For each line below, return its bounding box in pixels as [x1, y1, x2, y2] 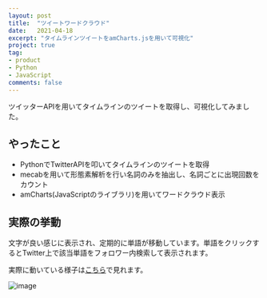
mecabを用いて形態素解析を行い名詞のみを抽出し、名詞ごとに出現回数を [19, 169, 260, 180]
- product [8, 57, 42, 65]
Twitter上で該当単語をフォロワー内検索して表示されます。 [22, 248, 213, 258]
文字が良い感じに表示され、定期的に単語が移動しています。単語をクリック [8, 238, 253, 248]
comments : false [8, 78, 62, 86]
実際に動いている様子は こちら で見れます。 [8, 265, 148, 275]
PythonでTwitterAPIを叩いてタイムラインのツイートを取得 [19, 160, 210, 169]
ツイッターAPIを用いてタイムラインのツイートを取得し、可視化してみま [8, 101, 243, 111]
